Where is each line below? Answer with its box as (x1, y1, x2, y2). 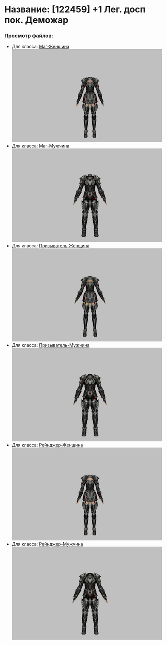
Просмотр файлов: (4, 32, 53, 39)
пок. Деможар (4, 14, 69, 26)
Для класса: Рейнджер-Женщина (11, 442, 83, 448)
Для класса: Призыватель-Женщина (11, 243, 90, 249)
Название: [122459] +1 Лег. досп (4, 4, 146, 15)
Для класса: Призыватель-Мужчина (11, 342, 90, 348)
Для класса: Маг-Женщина (11, 44, 70, 50)
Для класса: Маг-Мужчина (11, 143, 70, 149)
